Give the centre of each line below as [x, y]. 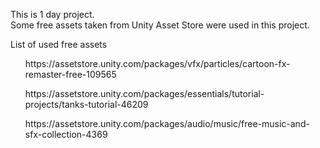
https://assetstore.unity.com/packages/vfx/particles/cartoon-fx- [157, 63]
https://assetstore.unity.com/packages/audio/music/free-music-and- [167, 123]
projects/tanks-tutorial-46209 [86, 104]
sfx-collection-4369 [66, 134]
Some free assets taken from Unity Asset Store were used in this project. [160, 25]
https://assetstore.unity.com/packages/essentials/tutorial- [144, 93]
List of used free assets [59, 44]
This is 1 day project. [52, 14]
